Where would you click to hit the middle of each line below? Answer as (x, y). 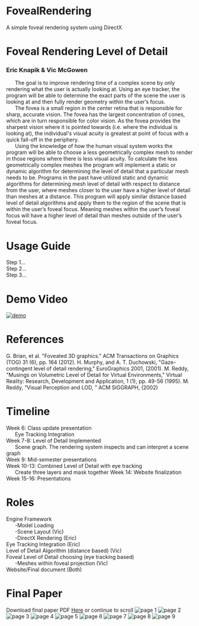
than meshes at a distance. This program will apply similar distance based (96, 197)
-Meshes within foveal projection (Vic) (61, 564)
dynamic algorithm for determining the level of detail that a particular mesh (97, 171)
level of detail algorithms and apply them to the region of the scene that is (96, 203)
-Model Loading (34, 526)
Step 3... (16, 275)
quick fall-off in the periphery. (42, 140)
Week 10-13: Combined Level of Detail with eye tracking (74, 466)
